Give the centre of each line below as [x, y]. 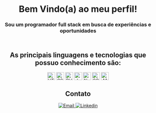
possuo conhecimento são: [78, 63]
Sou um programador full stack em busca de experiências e [78, 25]
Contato [78, 93]
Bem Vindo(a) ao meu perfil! [78, 9]
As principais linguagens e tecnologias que [78, 55]
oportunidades [78, 31]
